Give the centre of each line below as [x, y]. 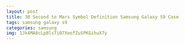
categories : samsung [32, 28]
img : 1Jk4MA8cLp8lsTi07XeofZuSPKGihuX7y [57, 33]
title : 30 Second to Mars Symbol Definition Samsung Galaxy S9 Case [92, 17]
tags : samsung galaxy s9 [37, 22]
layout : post [22, 11]
